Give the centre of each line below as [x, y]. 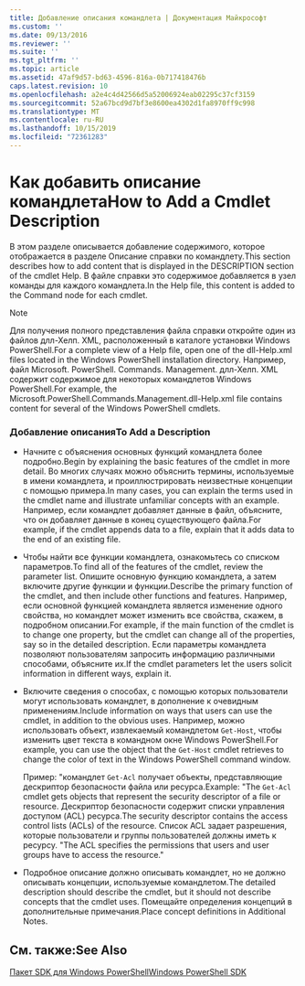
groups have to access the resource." [93, 855]
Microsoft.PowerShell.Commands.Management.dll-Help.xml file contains [146, 398]
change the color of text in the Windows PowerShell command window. [157, 759]
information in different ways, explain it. [97, 674]
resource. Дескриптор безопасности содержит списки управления [153, 807]
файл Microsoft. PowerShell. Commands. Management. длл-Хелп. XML [144, 369]
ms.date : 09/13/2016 [49, 35]
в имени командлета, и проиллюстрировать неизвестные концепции [158, 481]
